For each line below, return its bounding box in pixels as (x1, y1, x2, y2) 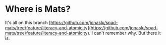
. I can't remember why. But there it (89, 30, 161, 36)
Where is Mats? (5, 3, 71, 15)
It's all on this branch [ (5, 20, 51, 25)
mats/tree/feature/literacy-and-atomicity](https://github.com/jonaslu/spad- (5, 24, 159, 30)
